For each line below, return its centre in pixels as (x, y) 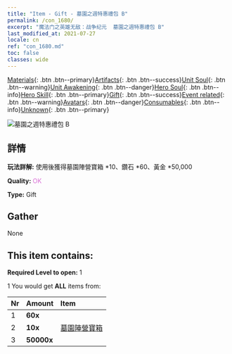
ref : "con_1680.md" (36, 46)
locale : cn (23, 40)
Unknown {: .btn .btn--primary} (65, 109)
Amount (40, 303)
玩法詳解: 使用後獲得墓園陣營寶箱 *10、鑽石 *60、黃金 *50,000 (100, 167)
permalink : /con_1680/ (40, 20)
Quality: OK (25, 181)
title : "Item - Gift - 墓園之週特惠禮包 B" (68, 14)
